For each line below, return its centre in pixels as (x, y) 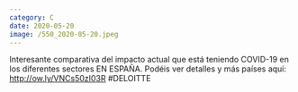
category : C (32, 17)
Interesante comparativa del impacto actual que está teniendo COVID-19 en (149, 60)
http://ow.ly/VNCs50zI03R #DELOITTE (80, 79)
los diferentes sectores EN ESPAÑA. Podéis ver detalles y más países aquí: (148, 69)
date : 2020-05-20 (42, 26)
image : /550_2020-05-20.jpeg (64, 34)
